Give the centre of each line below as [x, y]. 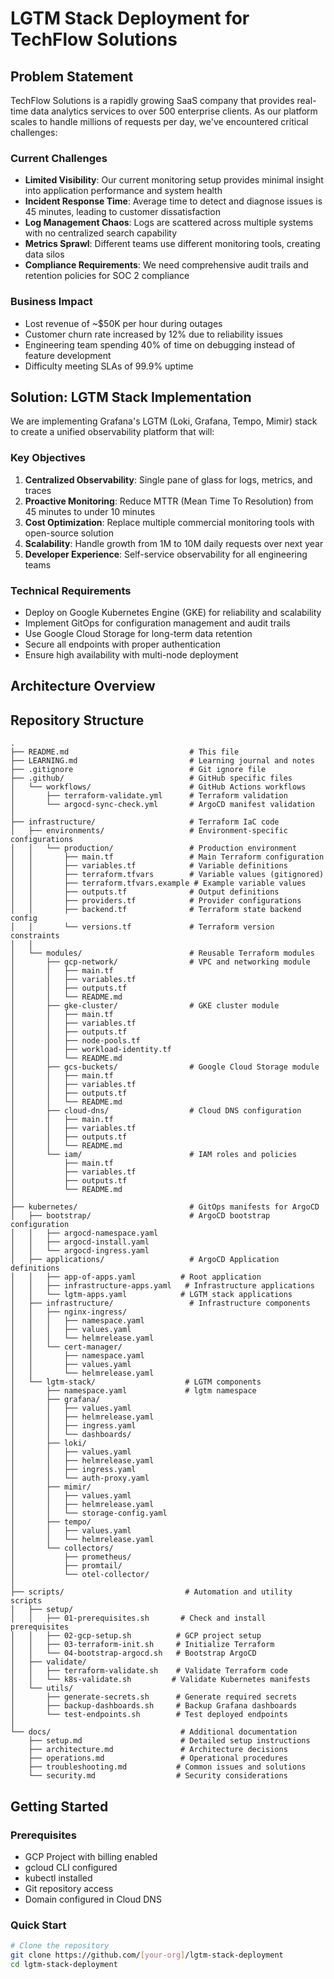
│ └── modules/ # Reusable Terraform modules [162, 953]
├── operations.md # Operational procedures [158, 1758]
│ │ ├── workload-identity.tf [91, 1050]
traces [38, 490]
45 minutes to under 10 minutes [90, 511]
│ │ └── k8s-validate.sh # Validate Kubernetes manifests [160, 1680]
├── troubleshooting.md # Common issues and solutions [167, 1767]
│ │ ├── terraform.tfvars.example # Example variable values [158, 883]
